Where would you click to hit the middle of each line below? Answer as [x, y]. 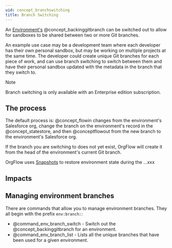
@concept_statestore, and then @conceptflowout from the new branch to [83, 131]
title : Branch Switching [32, 15]
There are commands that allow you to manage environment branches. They [86, 208]
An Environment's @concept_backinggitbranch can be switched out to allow [86, 29]
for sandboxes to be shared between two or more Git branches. [72, 35]
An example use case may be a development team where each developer [83, 45]
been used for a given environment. [50, 240]
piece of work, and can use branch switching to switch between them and [84, 61]
